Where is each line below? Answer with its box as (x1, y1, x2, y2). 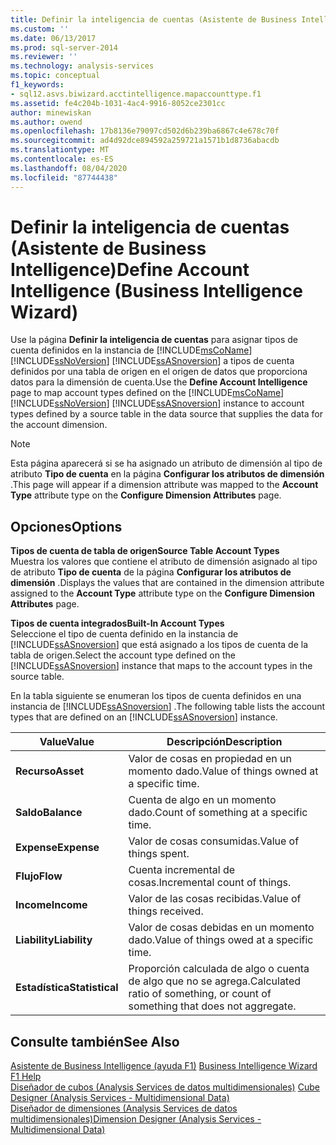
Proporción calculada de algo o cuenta (128, 962, 310, 976)
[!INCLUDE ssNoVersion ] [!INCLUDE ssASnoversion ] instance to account (10, 397, 305, 410)
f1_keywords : (10, 80, 65, 90)
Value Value (39, 735, 95, 749)
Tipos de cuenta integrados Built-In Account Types (10, 617, 225, 630)
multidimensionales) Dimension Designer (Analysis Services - (10, 1113, 262, 1125)
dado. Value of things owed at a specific (128, 933, 314, 947)
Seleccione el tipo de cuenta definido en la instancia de (10, 628, 239, 640)
